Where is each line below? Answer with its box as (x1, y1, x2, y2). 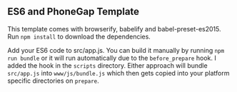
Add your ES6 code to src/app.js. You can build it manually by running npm (7, 46, 225, 54)
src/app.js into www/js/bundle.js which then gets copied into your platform (7, 68, 230, 77)
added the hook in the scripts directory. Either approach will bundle (7, 61, 208, 70)
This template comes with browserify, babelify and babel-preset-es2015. (7, 24, 221, 33)
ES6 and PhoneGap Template (7, 6, 140, 18)
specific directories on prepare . (7, 76, 100, 85)
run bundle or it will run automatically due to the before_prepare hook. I (7, 53, 216, 62)
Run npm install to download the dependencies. (7, 32, 151, 41)
